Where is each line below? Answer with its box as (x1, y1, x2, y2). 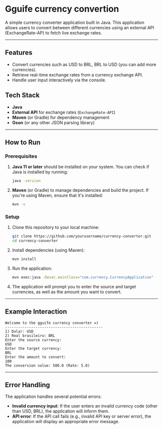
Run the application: (12, 265, 52, 271)
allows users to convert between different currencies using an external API (5, 24, 154, 30)
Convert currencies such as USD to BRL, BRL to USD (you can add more (12, 61, 157, 67)
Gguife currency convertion (5, 3, 119, 15)
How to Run (5, 138, 41, 147)
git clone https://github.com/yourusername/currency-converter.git (12, 234, 151, 239)
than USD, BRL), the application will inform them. (12, 408, 110, 414)
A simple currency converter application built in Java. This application (5, 19, 145, 25)
